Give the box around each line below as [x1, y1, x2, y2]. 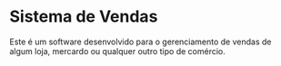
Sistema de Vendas [9, 6, 158, 27]
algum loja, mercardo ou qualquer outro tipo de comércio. [9, 45, 226, 56]
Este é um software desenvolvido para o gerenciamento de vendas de [9, 36, 272, 47]
